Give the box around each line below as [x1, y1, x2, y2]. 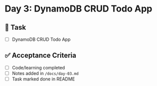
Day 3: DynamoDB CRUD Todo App [5, 3, 152, 15]
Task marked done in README [12, 76, 75, 82]
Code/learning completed [12, 64, 65, 70]
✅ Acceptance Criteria [5, 51, 76, 60]
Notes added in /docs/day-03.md [12, 70, 79, 76]
